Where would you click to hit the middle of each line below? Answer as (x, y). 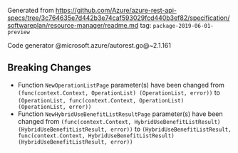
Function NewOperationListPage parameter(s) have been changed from (121, 85)
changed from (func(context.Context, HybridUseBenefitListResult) (119, 121)
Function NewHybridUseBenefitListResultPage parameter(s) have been (120, 114)
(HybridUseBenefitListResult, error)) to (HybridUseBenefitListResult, (124, 129)
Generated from (31, 10)
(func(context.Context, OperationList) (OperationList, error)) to (119, 93)
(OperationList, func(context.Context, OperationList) (101, 100)
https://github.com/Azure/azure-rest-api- (116, 10)
